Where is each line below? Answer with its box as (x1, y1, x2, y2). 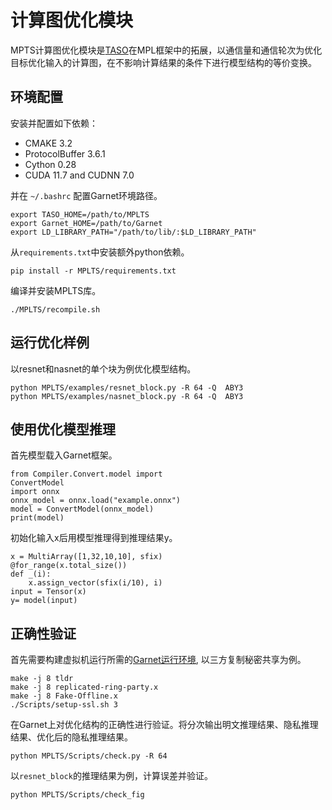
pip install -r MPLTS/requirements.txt (10, 266, 177, 276)
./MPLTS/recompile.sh (10, 304, 101, 315)
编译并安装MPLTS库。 (10, 284, 102, 296)
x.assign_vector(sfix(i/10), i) (28, 578, 163, 588)
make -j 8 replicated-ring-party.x (10, 682, 159, 693)
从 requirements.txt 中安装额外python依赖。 (10, 246, 190, 258)
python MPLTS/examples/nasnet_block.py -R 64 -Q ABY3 (10, 391, 244, 401)
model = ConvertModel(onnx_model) (10, 504, 155, 515)
